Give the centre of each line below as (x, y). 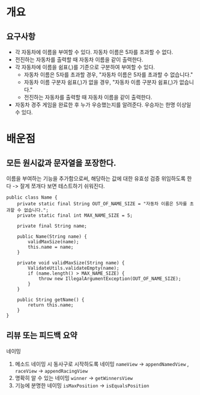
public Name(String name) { (52, 237)
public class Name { (32, 197)
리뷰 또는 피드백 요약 (42, 336)
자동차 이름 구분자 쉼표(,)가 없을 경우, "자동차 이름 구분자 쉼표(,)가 (101, 82)
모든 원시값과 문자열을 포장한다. (61, 163)
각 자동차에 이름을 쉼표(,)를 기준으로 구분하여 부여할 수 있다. (85, 67)
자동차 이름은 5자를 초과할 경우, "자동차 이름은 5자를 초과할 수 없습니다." (108, 75)
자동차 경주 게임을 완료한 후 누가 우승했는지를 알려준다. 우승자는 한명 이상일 (103, 105)
